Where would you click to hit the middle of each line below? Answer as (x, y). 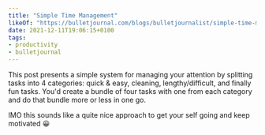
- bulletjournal (35, 52)
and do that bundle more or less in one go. (77, 100)
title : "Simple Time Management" (63, 15)
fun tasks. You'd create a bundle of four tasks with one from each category (130, 91)
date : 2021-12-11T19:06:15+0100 (61, 30)
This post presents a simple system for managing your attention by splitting (131, 75)
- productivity (33, 45)
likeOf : (21, 23)
